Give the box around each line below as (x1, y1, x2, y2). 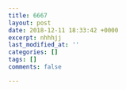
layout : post (8, 19, 52, 27)
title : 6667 (8, 11, 48, 20)
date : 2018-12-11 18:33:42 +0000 (8, 26, 119, 34)
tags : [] (8, 56, 37, 64)
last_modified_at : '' (8, 41, 80, 49)
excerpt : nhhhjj (8, 33, 62, 42)
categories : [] (8, 48, 59, 56)
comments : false (8, 63, 62, 71)
